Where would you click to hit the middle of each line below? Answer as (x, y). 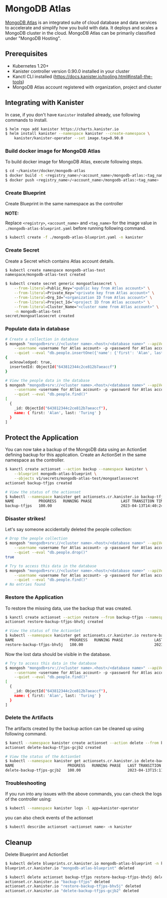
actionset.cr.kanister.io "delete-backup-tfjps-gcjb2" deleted (72, 891)
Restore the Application (34, 597)
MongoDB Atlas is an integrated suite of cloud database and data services (81, 22)
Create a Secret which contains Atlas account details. (60, 261)
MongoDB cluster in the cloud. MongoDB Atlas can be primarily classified (80, 33)
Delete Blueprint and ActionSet (37, 854)
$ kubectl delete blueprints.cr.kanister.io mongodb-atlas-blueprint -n (82, 863)
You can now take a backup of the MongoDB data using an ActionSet (76, 449)
